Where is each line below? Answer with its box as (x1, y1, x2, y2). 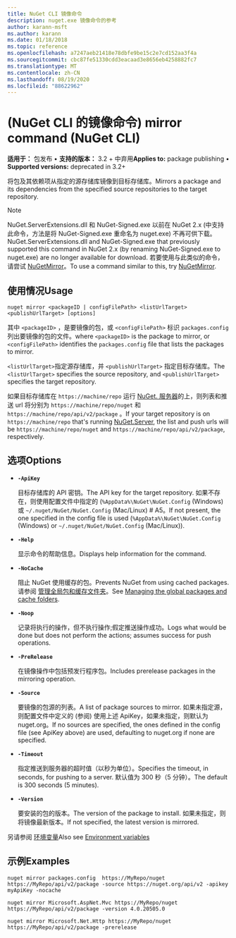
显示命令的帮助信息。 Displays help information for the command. (17, 549, 206, 557)
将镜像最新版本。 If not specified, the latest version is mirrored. (17, 817, 199, 826)
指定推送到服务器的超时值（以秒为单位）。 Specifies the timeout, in (17, 764, 209, 772)
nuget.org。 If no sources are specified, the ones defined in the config (17, 720, 221, 729)
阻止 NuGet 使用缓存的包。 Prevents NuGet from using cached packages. (17, 578, 230, 586)
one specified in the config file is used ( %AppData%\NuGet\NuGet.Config (17, 514, 221, 522)
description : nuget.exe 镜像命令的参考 (7, 17, 117, 24)
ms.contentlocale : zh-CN (7, 69, 80, 76)
